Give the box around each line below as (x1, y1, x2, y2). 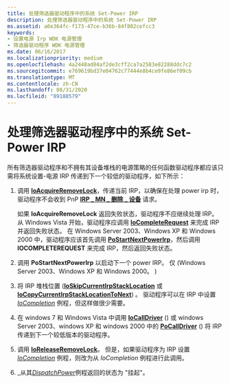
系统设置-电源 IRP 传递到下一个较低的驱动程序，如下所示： (19, 172, 185, 180)
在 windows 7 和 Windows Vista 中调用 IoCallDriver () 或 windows (16, 313, 204, 321)
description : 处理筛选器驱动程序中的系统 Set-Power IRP (7, 16, 157, 23)
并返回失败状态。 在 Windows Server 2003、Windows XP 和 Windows (16, 227, 216, 235)
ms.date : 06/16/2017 (7, 49, 67, 56)
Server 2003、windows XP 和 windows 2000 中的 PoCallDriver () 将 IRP (16, 322, 222, 330)
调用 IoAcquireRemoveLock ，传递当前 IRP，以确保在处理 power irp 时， (16, 186, 223, 194)
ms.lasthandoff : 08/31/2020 (7, 86, 88, 93)
